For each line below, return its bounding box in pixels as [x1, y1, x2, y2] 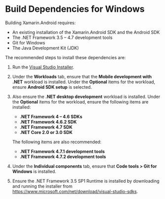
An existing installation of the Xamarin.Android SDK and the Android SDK [12, 29, 160, 35]
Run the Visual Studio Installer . [12, 64, 74, 70]
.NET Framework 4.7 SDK [19, 124, 73, 130]
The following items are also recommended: [12, 139, 102, 145]
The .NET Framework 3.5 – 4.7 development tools [12, 34, 113, 40]
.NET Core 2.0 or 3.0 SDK [19, 129, 73, 135]
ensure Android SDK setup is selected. [12, 84, 92, 90]
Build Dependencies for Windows [5, 3, 145, 15]
